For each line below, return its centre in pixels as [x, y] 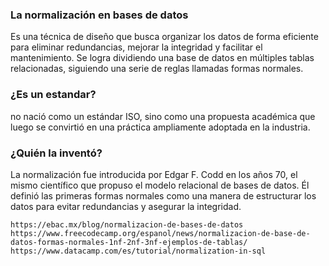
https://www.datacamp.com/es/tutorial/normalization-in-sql [138, 251]
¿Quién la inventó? [56, 153]
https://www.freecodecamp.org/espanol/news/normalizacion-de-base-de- [160, 233]
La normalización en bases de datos [99, 15]
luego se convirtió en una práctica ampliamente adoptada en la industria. [160, 127]
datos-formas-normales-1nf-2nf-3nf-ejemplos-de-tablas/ [129, 242]
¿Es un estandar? [53, 95]
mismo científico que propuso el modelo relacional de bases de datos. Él [160, 185]
